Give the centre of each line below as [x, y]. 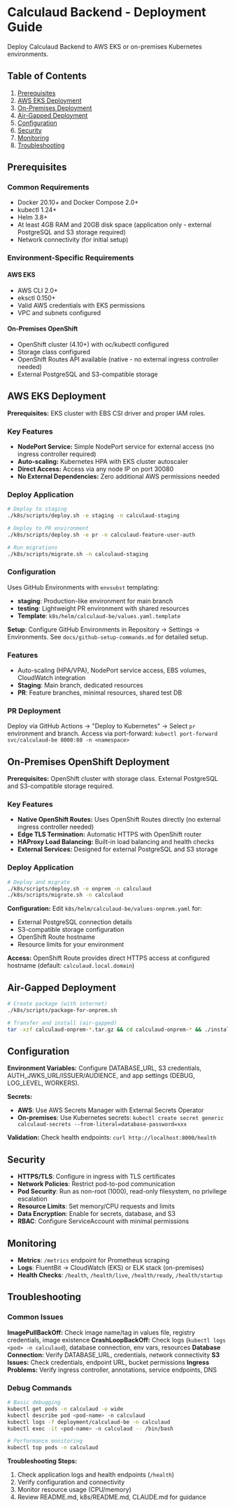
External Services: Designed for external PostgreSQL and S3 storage [117, 849]
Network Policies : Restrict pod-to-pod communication [96, 1184]
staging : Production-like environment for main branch [95, 601]
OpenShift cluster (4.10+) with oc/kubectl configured [93, 344]
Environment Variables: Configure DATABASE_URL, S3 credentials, [104, 1068]
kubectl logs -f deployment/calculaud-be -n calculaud [89, 1422]
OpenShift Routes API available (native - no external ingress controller [118, 359]
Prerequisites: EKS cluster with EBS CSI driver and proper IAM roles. [107, 413]
